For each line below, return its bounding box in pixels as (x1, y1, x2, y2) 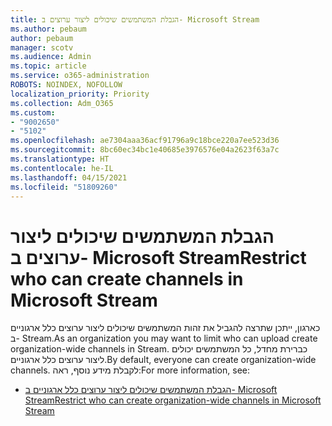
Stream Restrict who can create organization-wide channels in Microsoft (24, 394, 322, 406)
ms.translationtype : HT (10, 154, 110, 164)
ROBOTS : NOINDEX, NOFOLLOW (10, 80, 123, 90)
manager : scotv (10, 42, 74, 53)
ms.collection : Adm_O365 (10, 98, 114, 108)
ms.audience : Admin (10, 52, 92, 62)
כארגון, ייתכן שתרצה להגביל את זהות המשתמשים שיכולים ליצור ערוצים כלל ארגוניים (10, 322, 321, 334)
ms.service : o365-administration (10, 71, 150, 81)
